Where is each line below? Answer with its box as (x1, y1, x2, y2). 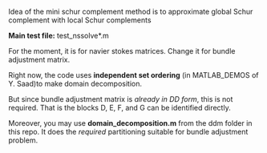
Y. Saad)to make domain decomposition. (8, 79, 143, 88)
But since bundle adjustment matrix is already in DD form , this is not (8, 95, 233, 103)
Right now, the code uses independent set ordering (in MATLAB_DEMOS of (8, 70, 259, 79)
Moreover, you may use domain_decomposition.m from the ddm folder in (8, 119, 253, 127)
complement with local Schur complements (8, 15, 152, 25)
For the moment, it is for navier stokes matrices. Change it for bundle (8, 46, 236, 55)
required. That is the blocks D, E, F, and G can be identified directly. (8, 103, 231, 112)
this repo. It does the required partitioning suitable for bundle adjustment (8, 127, 249, 136)
